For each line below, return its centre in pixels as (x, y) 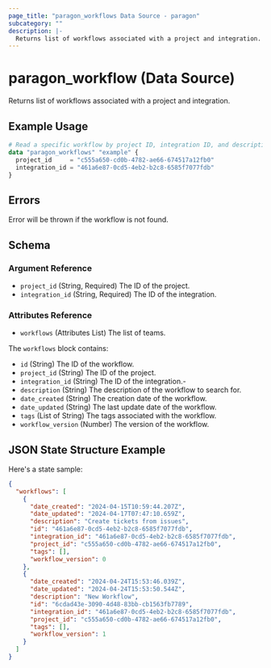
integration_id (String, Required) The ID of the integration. (118, 294)
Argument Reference (50, 268)
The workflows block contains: (58, 349)
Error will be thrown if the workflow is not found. (89, 220)
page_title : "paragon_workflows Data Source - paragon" (104, 16)
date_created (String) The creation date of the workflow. (113, 399)
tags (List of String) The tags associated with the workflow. (118, 416)
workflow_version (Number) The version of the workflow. (115, 425)
